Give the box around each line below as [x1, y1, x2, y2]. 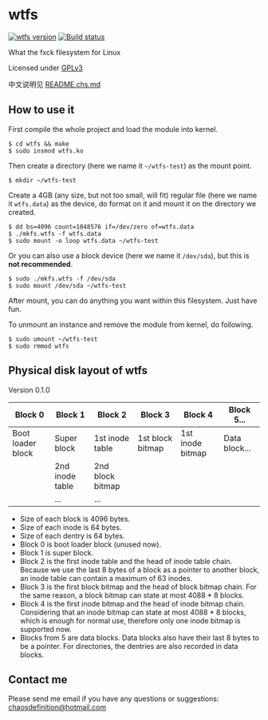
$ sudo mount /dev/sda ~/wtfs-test [8, 281, 127, 289]
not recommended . [8, 259, 73, 269]
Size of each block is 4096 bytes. [19, 514, 130, 523]
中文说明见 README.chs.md [8, 79, 101, 89]
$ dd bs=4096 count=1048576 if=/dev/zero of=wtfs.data [8, 222, 195, 231]
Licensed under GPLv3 [8, 62, 84, 73]
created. [8, 207, 36, 217]
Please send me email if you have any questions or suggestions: [8, 694, 219, 704]
